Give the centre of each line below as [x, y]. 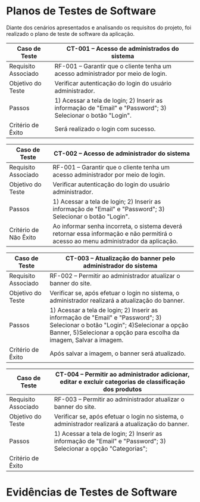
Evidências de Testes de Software [92, 492]
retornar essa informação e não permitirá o [112, 233]
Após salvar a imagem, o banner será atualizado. [118, 353]
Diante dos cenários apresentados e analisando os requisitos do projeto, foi [99, 27]
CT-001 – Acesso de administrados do [123, 48]
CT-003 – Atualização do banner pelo [120, 258]
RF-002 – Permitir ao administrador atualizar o [115, 276]
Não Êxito [23, 237]
